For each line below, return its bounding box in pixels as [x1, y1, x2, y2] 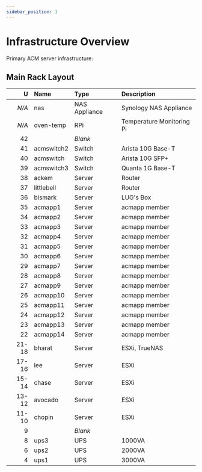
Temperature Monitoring [121, 117, 191, 126]
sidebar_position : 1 [6, 8, 58, 15]
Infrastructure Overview [6, 34, 130, 48]
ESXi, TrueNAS [121, 344, 164, 352]
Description [121, 90, 156, 98]
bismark [34, 193, 57, 202]
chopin [34, 413, 54, 421]
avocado [34, 396, 59, 404]
